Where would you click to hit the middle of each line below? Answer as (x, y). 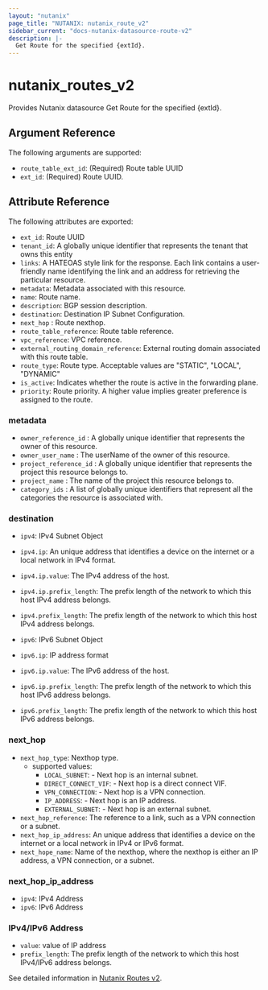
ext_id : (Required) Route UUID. (71, 176)
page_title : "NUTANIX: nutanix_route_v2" (79, 23)
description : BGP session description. (83, 305)
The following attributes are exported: (71, 221)
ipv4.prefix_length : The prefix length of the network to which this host (138, 616)
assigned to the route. (56, 399)
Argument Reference (62, 133)
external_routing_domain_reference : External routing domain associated (140, 348)
